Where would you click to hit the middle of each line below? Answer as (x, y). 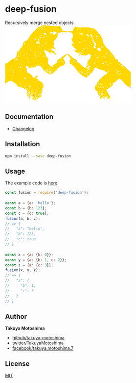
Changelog (23, 128)
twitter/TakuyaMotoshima (38, 343)
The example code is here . (32, 183)
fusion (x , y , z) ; (23, 270)
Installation (23, 144)
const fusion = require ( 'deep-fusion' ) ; (47, 193)
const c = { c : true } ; (27, 213)
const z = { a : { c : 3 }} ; (29, 265)
